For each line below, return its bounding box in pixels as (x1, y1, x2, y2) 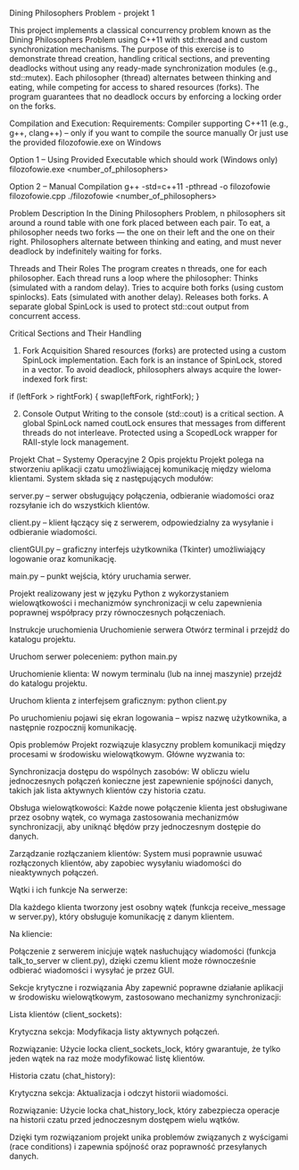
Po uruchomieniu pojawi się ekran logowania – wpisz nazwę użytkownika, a (9, 713, 287, 723)
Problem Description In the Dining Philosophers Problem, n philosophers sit (9, 208, 286, 218)
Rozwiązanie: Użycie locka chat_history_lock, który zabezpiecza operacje (9, 1105, 280, 1116)
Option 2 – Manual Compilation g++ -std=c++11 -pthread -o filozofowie (9, 181, 270, 191)
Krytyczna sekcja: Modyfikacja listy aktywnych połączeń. (9, 1026, 220, 1037)
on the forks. (9, 101, 56, 111)
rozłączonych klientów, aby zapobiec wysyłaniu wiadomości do (9, 857, 243, 868)
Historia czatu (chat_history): (9, 1071, 116, 1081)
